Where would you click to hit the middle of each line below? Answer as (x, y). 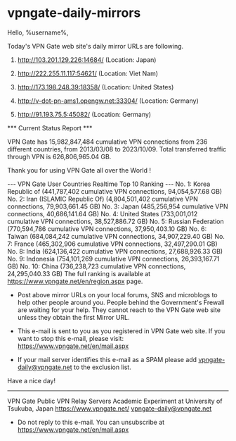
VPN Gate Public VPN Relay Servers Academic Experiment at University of (115, 401)
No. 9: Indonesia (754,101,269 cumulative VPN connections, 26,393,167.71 (113, 259)
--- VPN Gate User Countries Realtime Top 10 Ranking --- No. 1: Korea (109, 184)
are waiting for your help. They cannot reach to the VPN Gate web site (119, 310)
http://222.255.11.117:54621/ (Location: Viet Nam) (88, 73)
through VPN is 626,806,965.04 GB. (59, 156)
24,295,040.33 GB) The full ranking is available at (79, 273)
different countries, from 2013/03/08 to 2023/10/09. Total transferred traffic (117, 149)
